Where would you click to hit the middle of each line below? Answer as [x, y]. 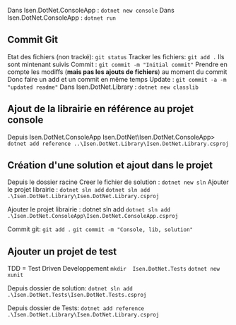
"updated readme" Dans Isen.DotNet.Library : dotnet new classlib [103, 87]
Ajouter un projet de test [62, 251]
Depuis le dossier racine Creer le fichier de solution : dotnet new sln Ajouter [118, 182]
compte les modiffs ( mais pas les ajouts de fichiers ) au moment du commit [117, 72]
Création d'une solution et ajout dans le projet [110, 165]
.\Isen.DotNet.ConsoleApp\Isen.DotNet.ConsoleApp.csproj [93, 216]
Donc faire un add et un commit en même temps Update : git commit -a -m [117, 79]
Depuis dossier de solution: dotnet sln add [70, 288]
